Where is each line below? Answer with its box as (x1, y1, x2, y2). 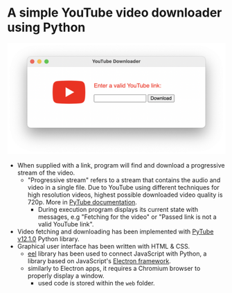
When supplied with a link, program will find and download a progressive (17, 161, 225, 169)
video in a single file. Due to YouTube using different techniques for (27, 183, 220, 191)
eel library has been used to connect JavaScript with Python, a (27, 249, 207, 258)
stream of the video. (17, 168, 75, 177)
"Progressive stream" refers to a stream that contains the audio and (27, 175, 221, 184)
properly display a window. (27, 272, 105, 280)
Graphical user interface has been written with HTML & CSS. (17, 242, 190, 250)
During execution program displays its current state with (37, 205, 199, 213)
